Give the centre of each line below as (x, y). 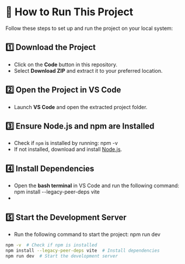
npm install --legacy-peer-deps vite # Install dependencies (83, 251)
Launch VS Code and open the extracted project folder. (81, 107)
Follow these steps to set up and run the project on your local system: (89, 28)
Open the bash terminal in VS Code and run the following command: (96, 186)
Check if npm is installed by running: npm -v (66, 143)
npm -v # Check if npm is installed (51, 245)
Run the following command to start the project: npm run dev (87, 234)
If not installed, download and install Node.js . (68, 150)
